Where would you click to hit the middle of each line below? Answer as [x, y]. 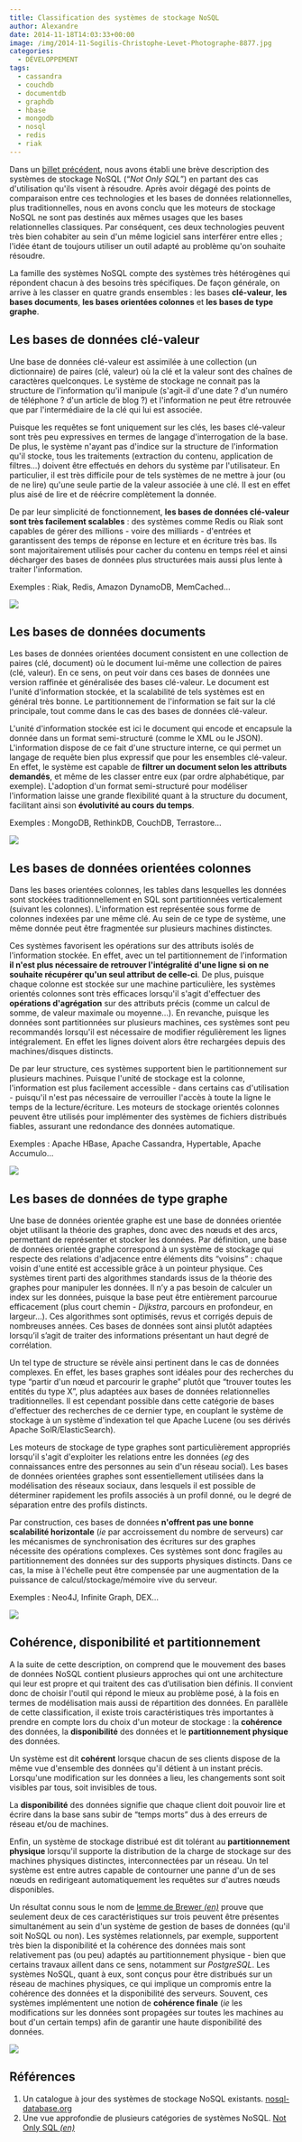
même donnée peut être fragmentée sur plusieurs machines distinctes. [141, 928]
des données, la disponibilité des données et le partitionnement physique [149, 1731]
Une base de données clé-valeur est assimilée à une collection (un [133, 361]
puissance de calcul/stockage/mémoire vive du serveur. [114, 1580]
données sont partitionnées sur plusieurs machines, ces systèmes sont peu [150, 1023]
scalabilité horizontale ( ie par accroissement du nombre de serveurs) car [146, 1532]
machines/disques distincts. [61, 1052]
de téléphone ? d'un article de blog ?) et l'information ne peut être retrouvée [150, 400]
